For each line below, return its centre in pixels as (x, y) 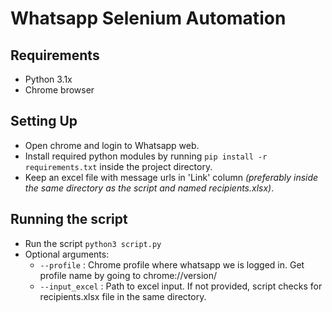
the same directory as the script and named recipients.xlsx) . (149, 188)
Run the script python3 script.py (93, 243)
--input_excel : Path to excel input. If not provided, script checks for (181, 286)
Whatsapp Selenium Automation (148, 18)
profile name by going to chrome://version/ (128, 275)
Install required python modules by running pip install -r (146, 156)
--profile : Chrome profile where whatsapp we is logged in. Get (172, 264)
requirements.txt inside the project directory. (118, 166)
